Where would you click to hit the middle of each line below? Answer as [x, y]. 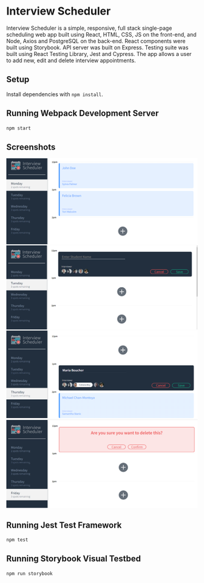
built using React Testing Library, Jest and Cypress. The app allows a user [99, 54]
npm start [19, 128]
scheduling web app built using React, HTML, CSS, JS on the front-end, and [101, 34]
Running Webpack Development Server [83, 113]
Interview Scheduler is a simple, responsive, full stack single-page [89, 28]
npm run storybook [29, 573]
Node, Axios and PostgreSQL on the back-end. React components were [96, 41]
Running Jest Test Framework [64, 525]
